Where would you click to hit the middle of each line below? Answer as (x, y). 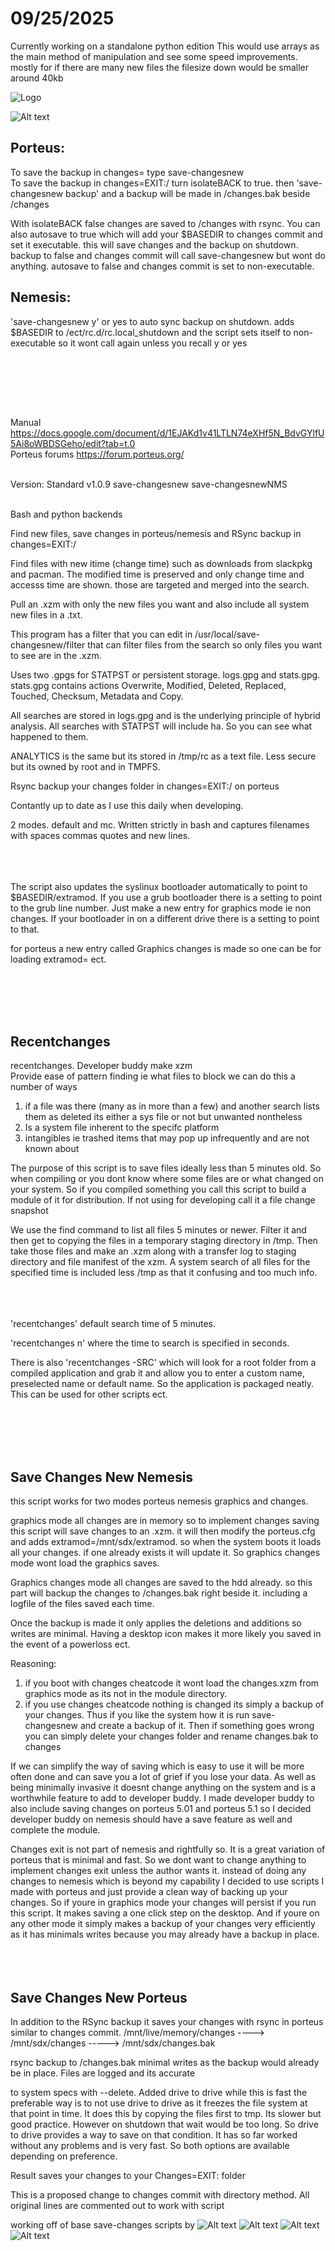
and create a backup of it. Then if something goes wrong (197, 1726)
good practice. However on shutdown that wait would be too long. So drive (164, 2124)
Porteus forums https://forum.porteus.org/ (97, 454)
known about (52, 1149)
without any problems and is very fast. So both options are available (150, 2145)
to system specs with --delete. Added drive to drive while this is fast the (159, 2092)
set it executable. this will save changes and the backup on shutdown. (154, 244)
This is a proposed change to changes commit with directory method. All (160, 2195)
